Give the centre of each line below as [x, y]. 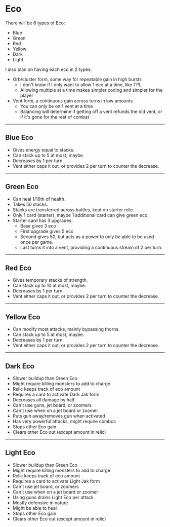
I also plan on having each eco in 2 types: [49, 69]
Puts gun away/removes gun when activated [59, 416]
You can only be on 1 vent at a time [56, 106]
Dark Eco [20, 366]
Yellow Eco [23, 317]
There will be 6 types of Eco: [35, 23]
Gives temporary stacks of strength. [50, 280]
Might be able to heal [35, 508]
